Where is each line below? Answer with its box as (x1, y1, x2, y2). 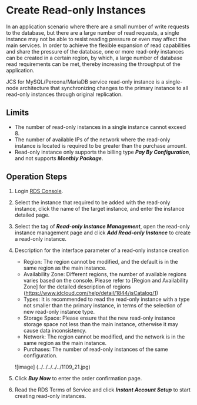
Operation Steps (6, 172, 68, 182)
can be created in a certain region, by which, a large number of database (6, 54, 183, 61)
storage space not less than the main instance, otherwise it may (23, 320, 178, 327)
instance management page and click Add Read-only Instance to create (14, 229, 191, 236)
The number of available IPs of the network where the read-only (14, 136, 171, 143)
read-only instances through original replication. (6, 91, 123, 98)
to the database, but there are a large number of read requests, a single (6, 29, 179, 36)
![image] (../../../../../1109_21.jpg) (14, 363, 91, 370)
